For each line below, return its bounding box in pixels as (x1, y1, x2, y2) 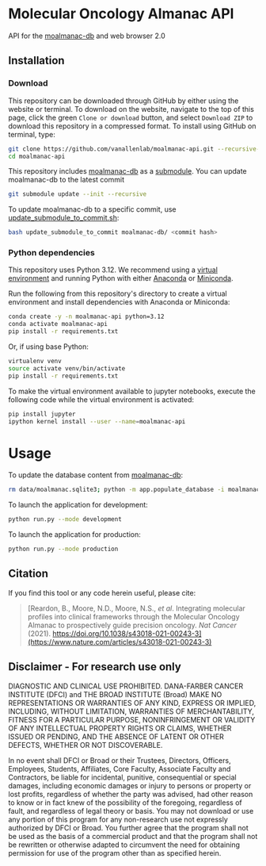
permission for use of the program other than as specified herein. (8, 848, 222, 857)
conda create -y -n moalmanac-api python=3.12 (8, 312, 165, 321)
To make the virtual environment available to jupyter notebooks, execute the (8, 386, 256, 396)
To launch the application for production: (8, 530, 141, 539)
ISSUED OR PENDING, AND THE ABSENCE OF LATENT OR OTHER (8, 731, 224, 741)
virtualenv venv (8, 358, 62, 366)
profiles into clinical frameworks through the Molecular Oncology (27, 611, 240, 621)
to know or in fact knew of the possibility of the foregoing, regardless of (8, 798, 243, 807)
